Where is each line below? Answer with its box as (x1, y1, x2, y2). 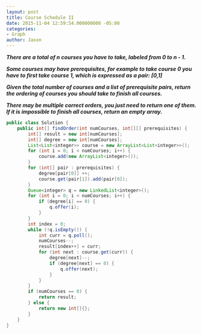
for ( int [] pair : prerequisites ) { (28, 165, 120, 171)
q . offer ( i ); (49, 204, 80, 211)
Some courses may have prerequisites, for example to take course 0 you (6, 65, 192, 73)
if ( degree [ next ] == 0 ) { (49, 260, 115, 266)
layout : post (6, 8, 39, 15)
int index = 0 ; (28, 221, 66, 227)
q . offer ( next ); (60, 266, 98, 272)
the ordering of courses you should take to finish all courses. (6, 90, 163, 97)
